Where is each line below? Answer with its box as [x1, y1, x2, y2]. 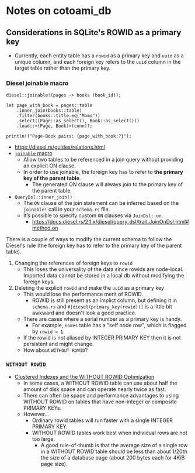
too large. [32, 435, 55, 443]
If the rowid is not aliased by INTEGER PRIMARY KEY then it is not [23, 334, 181, 341]
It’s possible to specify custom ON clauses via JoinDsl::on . [23, 212, 163, 219]
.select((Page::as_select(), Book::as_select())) [16, 118, 140, 124]
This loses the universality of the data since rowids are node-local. [23, 266, 184, 273]
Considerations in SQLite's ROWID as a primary [6, 28, 182, 37]
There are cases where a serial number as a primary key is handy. [23, 316, 182, 323]
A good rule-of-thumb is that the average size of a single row [40, 441, 188, 448]
